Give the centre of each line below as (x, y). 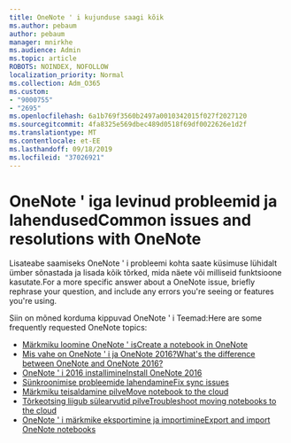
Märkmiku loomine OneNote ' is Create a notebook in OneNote (135, 345)
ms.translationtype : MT (53, 133)
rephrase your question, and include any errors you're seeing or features (142, 291)
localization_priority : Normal (67, 75)
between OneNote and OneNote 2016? (92, 363)
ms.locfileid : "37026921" (57, 157)
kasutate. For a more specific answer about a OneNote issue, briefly (132, 282)
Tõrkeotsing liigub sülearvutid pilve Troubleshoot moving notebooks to (149, 401)
